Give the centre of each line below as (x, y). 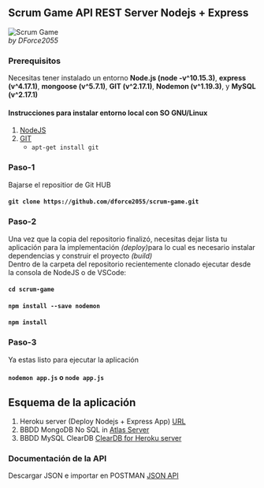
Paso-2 (22, 222)
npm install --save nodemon (54, 306)
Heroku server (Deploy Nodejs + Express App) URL (103, 421)
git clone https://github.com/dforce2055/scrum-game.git (104, 202)
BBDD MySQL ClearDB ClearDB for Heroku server (100, 438)
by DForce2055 (33, 40)
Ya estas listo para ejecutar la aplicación (74, 359)
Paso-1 (22, 167)
